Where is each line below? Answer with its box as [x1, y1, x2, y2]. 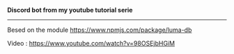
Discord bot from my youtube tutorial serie [7, 6, 133, 14]
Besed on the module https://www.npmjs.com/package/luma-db [7, 26, 192, 34]
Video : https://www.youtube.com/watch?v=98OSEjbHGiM [7, 39, 175, 47]
